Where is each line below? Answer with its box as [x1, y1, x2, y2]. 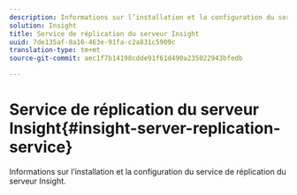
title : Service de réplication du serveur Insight [9, 29, 200, 38]
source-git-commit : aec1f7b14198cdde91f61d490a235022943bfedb [9, 54, 243, 63]
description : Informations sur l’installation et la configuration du [9, 12, 275, 22]
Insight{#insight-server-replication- [9, 118, 281, 139]
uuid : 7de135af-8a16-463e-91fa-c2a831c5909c [9, 37, 176, 47]
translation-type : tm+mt [9, 46, 101, 55]
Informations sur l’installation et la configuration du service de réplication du [9, 166, 286, 176]
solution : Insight [9, 21, 77, 30]
